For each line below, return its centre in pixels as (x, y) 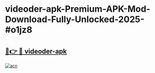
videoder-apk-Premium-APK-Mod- (78, 9)
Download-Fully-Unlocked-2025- (75, 19)
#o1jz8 (19, 30)
